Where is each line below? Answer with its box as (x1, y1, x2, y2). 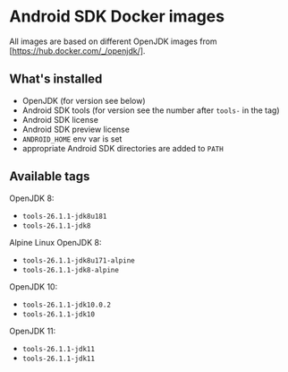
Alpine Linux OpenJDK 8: (9, 237, 102, 247)
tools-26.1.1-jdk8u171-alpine (21, 255, 136, 265)
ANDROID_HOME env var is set (21, 133, 123, 144)
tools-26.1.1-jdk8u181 (21, 212, 107, 221)
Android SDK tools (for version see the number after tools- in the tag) (21, 105, 280, 116)
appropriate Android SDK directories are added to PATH (21, 143, 224, 153)
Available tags (9, 169, 90, 185)
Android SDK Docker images (9, 6, 225, 27)
